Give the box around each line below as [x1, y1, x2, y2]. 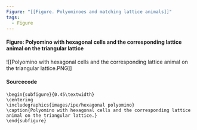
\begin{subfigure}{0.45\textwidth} [6, 91, 95, 98]
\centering [6, 96, 33, 102]
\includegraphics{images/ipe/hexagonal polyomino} [6, 102, 135, 108]
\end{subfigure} [6, 117, 47, 123]
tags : [6, 14, 20, 20]
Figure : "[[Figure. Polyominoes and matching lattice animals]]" [6, 8, 172, 15]
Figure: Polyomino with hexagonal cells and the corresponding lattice [6, 38, 182, 46]
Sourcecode [6, 78, 38, 86]
